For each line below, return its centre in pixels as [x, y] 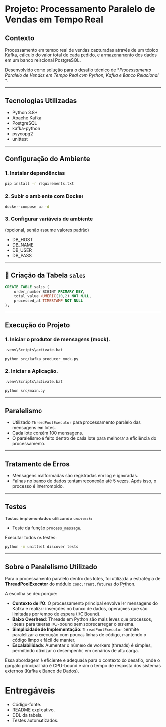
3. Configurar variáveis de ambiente [49, 219]
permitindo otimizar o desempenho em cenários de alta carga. [76, 650]
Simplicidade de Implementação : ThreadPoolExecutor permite [76, 629]
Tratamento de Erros [38, 464]
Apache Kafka [27, 118]
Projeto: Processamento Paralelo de [80, 9]
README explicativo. [34, 710]
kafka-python [26, 128]
